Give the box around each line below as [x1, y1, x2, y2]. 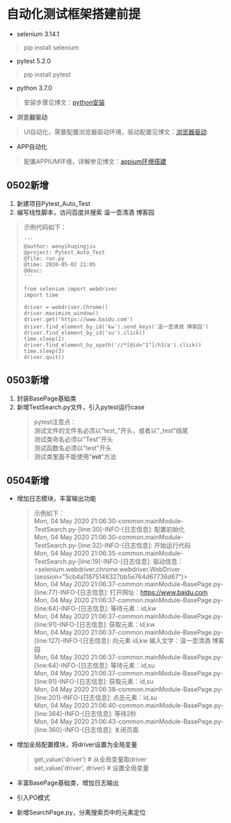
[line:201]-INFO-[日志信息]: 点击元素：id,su [33, 694, 158, 702]
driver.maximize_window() [23, 310, 99, 317]
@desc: [23, 267, 43, 274]
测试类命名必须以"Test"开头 [33, 435, 113, 443]
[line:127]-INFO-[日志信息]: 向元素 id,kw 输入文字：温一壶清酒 [33, 637, 211, 645]
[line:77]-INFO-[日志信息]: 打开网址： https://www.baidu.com [33, 589, 208, 597]
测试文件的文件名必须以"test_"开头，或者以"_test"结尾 [33, 426, 189, 435]
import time [23, 291, 58, 298]
